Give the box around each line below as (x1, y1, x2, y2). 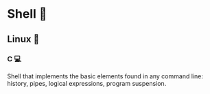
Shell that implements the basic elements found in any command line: (7, 72, 204, 80)
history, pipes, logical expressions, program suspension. (7, 79, 167, 87)
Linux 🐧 (7, 33, 40, 45)
